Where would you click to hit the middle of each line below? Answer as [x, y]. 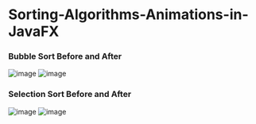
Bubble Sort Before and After [65, 56]
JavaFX [34, 31]
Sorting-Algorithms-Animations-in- [128, 15]
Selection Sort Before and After [70, 95]
